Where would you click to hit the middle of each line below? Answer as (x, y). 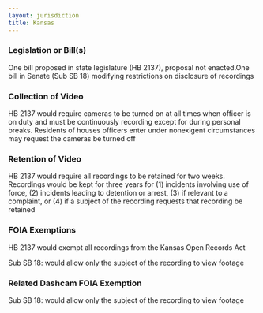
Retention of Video (45, 159)
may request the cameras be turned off (72, 139)
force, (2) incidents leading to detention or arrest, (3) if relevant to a (118, 193)
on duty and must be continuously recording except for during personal (124, 122)
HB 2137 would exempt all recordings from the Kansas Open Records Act (127, 247)
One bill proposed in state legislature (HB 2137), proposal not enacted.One (129, 67)
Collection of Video (46, 96)
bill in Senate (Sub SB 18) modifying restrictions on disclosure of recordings (131, 76)
